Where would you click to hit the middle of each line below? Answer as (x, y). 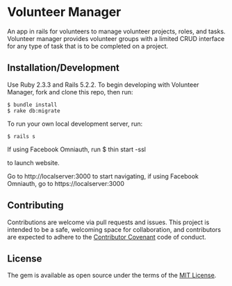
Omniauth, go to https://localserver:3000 (66, 183)
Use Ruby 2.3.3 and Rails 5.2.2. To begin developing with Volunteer (103, 85)
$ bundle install (32, 105)
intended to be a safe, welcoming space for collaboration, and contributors (114, 229)
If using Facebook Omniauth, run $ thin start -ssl (76, 149)
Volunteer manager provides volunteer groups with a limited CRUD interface (116, 38)
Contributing (35, 205)
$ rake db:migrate (34, 111)
